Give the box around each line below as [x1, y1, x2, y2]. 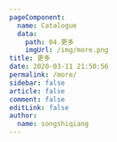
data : [17, 29, 38, 38]
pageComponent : [9, 12, 66, 22]
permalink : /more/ [9, 71, 77, 79]
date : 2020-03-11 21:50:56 [9, 63, 109, 71]
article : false [9, 86, 66, 95]
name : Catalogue [17, 21, 77, 30]
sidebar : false [9, 78, 66, 87]
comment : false [9, 94, 66, 104]
